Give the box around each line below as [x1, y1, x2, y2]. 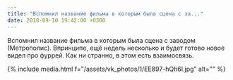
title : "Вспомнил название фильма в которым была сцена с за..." [7, 10, 203, 18]
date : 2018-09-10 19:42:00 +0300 [7, 17, 106, 24]
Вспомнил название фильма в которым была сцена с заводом [7, 36, 196, 44]
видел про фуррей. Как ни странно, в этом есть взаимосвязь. [7, 51, 194, 60]
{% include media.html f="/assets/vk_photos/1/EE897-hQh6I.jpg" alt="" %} [7, 65, 226, 73]
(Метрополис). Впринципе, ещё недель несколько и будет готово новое [7, 44, 225, 52]
